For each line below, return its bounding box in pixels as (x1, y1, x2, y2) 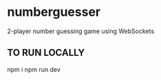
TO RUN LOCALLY (7, 47, 85, 59)
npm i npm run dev (7, 65, 61, 73)
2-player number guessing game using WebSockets (7, 27, 155, 35)
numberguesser (7, 4, 101, 20)
